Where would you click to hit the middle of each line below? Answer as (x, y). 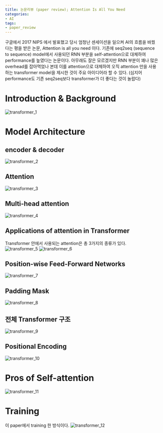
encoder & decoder (35, 150)
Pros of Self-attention (50, 378)
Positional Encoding (36, 347)
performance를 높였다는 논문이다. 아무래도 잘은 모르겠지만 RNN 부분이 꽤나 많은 (81, 60)
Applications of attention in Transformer (67, 231)
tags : (10, 23)
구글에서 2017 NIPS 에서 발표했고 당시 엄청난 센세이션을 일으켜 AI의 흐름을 (76, 42)
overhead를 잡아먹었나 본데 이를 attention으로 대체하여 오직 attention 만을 (76, 67)
